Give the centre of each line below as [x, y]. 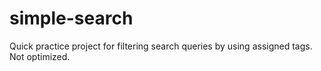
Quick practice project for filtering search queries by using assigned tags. [161, 46]
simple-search [71, 18]
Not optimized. [40, 56]
